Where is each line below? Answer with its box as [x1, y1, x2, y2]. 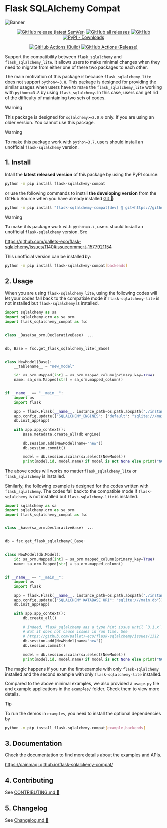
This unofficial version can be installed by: [5, 253, 92, 259]
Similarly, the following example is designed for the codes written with [5, 483, 149, 489]
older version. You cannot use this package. [5, 119, 95, 125]
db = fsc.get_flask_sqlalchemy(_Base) [5, 539, 85, 544]
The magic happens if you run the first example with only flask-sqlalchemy [5, 666, 159, 672]
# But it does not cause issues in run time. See [23, 629, 128, 634]
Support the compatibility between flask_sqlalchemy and [5, 53, 122, 60]
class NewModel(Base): [5, 359, 52, 364]
